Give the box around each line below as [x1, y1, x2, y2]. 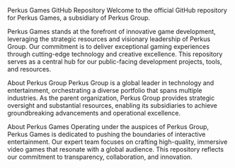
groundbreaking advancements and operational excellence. [7, 109, 181, 117]
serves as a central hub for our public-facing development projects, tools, [7, 57, 222, 66]
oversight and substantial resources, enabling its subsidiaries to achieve [7, 101, 218, 109]
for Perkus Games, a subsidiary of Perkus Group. [7, 13, 151, 22]
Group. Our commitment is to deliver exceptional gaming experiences [7, 43, 210, 50]
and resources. [7, 65, 52, 73]
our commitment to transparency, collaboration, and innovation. [7, 152, 193, 161]
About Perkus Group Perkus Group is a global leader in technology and [7, 79, 214, 87]
